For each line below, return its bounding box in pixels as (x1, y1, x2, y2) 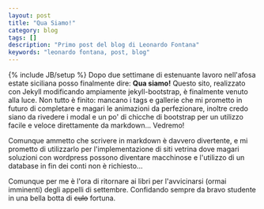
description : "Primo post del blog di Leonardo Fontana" (8, 41, 200, 49)
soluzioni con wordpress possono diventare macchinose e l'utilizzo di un (8, 153, 245, 162)
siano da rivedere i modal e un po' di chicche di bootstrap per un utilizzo (8, 112, 243, 121)
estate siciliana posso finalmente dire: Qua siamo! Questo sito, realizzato (8, 78, 246, 88)
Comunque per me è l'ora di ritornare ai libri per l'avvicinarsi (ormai (8, 177, 227, 186)
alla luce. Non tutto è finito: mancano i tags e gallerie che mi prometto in (8, 96, 243, 104)
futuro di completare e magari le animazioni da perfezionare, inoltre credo (8, 104, 249, 113)
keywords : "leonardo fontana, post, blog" (8, 48, 150, 56)
